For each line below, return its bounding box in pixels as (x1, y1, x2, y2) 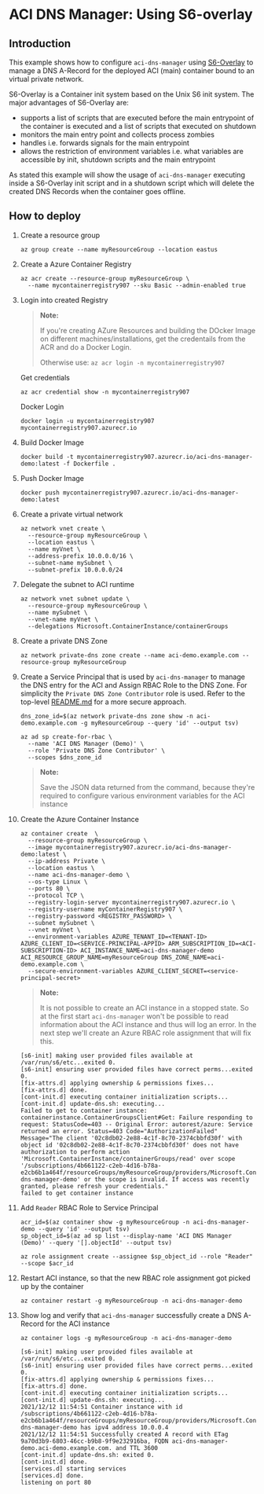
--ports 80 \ (27, 884, 71, 893)
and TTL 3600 (115, 1444, 158, 1452)
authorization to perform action (20, 1147, 130, 1156)
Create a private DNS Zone (20, 636, 108, 645)
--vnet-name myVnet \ (27, 615, 99, 623)
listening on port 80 (20, 1478, 91, 1486)
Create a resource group (20, 230, 101, 240)
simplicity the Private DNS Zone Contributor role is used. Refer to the (20, 688, 246, 698)
